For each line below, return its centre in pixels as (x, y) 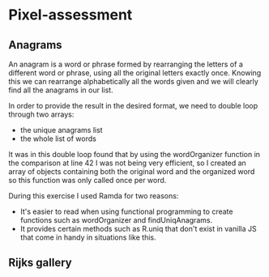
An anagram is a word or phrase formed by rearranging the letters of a (126, 64)
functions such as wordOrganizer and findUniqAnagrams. (116, 220)
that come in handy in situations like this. (88, 237)
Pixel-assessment (70, 15)
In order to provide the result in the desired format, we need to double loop (133, 106)
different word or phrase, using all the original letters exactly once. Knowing (135, 73)
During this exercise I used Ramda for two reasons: (94, 196)
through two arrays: (41, 114)
